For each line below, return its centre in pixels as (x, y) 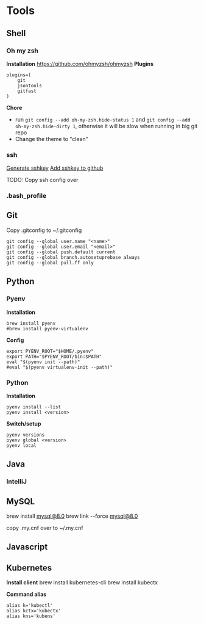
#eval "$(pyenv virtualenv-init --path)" (60, 367)
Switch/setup (24, 423)
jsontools (30, 85)
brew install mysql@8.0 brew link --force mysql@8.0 (72, 516)
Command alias (26, 594)
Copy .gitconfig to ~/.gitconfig (44, 230)
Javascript (27, 547)
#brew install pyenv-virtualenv (47, 328)
